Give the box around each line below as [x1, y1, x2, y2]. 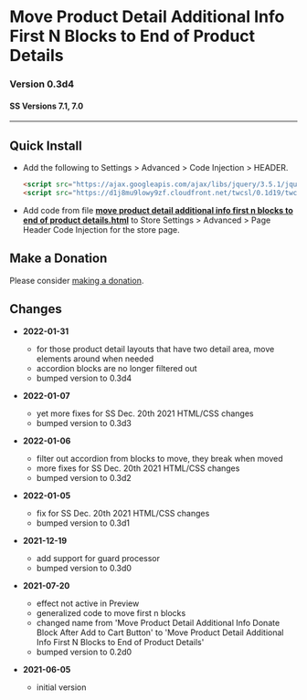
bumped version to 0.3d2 [36, 472, 132, 483]
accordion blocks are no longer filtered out [36, 362, 198, 373]
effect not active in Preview [36, 598, 140, 609]
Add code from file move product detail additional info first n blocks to [22, 204, 294, 215]
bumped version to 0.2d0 [36, 646, 132, 657]
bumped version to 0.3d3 [36, 417, 132, 428]
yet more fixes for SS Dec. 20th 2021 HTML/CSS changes [36, 408, 254, 419]
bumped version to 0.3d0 [36, 562, 132, 573]
